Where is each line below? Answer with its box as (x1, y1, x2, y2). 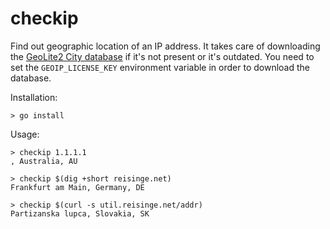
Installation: (10, 91, 58, 103)
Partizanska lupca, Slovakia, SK (10, 208, 150, 219)
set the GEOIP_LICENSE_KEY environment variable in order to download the (10, 61, 310, 73)
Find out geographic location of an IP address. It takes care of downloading (10, 40, 321, 52)
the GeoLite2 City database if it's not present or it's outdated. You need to (10, 50, 315, 62)
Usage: (10, 128, 40, 140)
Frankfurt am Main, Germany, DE (10, 182, 145, 192)
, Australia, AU (10, 156, 78, 166)
